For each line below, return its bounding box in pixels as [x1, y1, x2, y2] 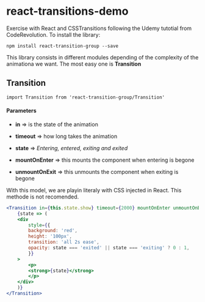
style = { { [28, 222, 51, 228]
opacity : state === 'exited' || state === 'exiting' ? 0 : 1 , [28, 245, 190, 251]
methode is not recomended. [6, 193, 79, 200]
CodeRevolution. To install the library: [6, 31, 101, 38]
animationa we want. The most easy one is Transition [6, 60, 142, 67]
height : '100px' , [28, 233, 72, 240]
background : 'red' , [28, 228, 78, 234]
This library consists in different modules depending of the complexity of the [6, 53, 199, 61]
